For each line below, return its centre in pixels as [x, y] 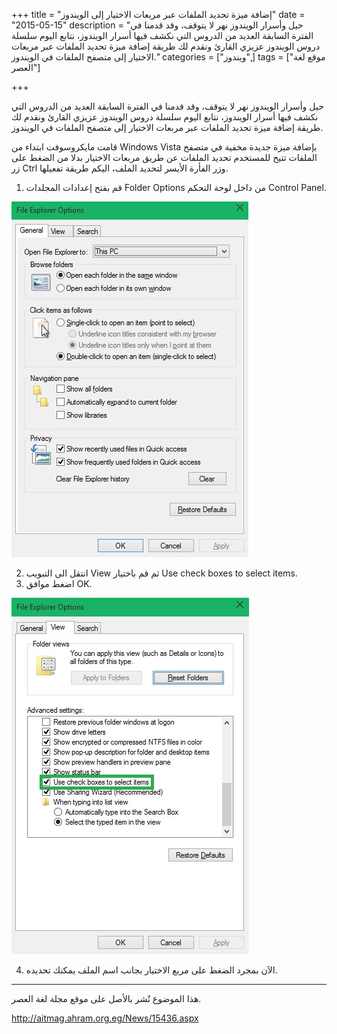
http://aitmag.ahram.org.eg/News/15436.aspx [105, 1018]
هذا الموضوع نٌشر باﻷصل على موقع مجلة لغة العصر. [106, 998]
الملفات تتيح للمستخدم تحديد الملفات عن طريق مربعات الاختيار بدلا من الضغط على [164, 157]
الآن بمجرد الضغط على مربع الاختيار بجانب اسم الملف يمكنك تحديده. [151, 970]
